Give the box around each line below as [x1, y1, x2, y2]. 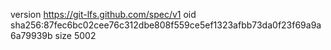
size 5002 [54, 30, 97, 41]
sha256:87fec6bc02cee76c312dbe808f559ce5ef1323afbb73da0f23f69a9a [10, 19, 322, 31]
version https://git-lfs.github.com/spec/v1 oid [10, 9, 197, 20]
